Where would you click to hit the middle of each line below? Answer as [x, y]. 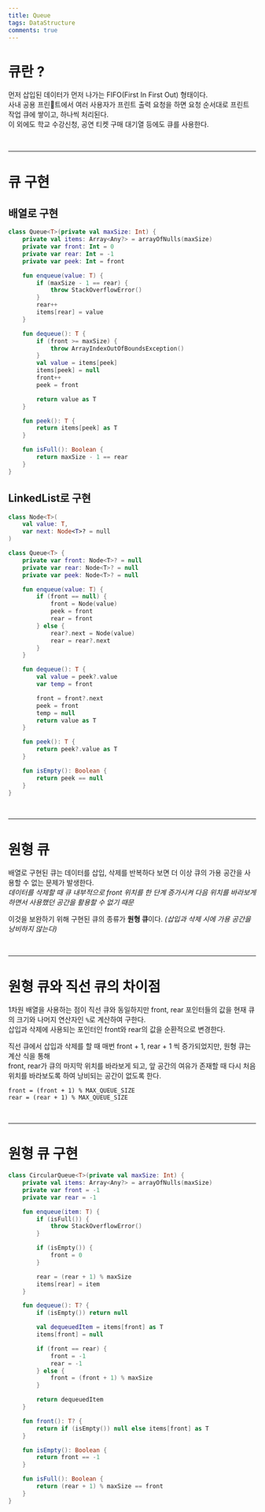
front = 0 [66, 1255]
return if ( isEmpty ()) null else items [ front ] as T [123, 1428]
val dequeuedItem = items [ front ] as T [100, 1328]
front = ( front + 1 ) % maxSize [101, 1378]
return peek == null [70, 778]
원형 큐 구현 [43, 1154]
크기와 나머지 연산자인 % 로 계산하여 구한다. [81, 1020]
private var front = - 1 [61, 1190]
